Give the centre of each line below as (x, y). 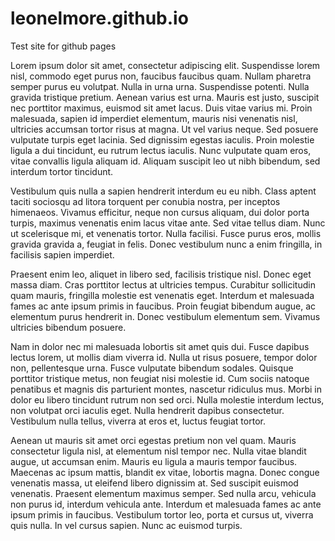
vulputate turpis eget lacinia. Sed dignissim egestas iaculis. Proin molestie (162, 139)
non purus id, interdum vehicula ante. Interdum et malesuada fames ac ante (166, 504)
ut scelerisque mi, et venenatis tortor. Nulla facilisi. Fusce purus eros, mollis (166, 233)
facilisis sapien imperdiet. (62, 254)
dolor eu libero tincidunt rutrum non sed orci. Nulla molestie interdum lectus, (167, 399)
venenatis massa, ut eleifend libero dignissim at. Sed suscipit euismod (154, 483)
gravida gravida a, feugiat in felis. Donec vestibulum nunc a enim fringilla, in (166, 244)
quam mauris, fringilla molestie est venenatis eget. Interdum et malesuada (162, 295)
